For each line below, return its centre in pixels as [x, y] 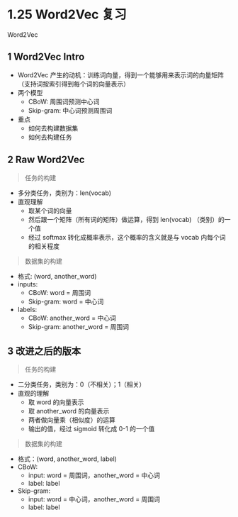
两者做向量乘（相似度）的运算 [72, 420]
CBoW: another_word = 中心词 [72, 318]
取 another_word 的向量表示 [69, 411]
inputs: [28, 284]
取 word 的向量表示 [56, 402]
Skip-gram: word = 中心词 [66, 301]
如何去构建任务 [50, 137]
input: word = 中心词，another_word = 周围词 [94, 499]
